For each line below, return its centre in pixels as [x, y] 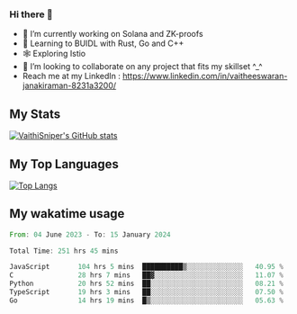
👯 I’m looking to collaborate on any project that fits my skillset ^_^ [142, 67]
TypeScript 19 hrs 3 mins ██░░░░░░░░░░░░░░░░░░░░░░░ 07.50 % [146, 292]
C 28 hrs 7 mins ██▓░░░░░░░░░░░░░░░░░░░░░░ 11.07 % [146, 275]
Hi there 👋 [31, 14]
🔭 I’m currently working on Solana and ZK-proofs [113, 34]
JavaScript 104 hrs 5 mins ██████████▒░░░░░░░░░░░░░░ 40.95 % [146, 267]
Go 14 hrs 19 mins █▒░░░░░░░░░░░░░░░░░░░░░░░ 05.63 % [146, 301]
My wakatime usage [67, 214]
